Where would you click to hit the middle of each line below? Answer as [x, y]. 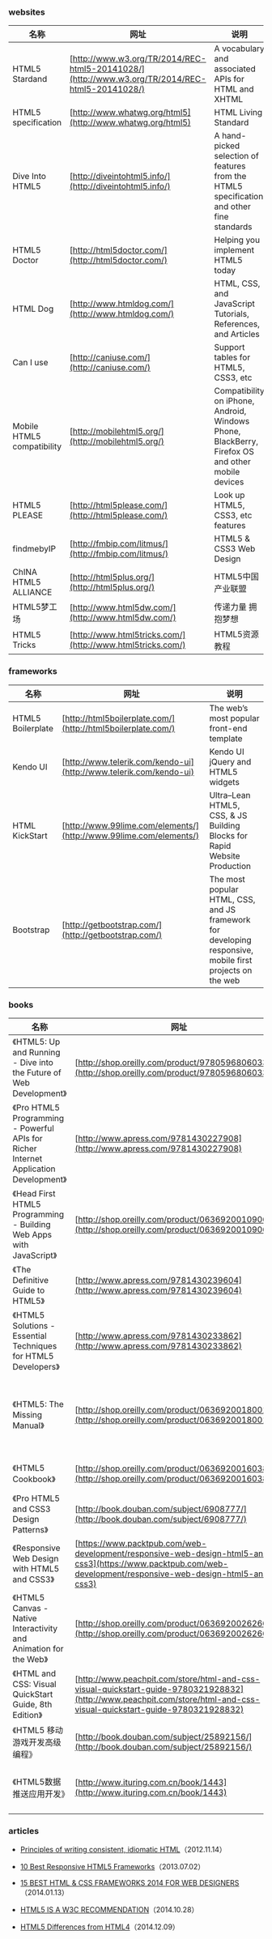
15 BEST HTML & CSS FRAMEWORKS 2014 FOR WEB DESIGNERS [130, 1883]
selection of [236, 156]
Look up [229, 495]
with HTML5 [36, 1568]
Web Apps [32, 1234]
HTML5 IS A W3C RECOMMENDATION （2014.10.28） [109, 1910]
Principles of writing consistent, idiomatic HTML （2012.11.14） [123, 1850]
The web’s [229, 708]
